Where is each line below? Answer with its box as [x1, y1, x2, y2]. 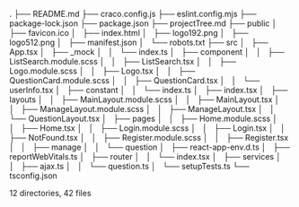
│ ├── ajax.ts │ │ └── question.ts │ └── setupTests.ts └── [9, 161, 250, 171]
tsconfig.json [9, 170, 58, 181]
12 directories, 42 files [9, 188, 92, 198]
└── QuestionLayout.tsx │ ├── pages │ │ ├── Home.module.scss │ [9, 113, 278, 124]
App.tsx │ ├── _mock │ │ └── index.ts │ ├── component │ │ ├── [9, 47, 285, 57]
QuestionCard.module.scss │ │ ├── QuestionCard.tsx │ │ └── [9, 75, 260, 85]
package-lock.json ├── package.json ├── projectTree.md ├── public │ [9, 18, 277, 29]
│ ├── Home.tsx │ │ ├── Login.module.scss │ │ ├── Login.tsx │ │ [9, 123, 286, 134]
